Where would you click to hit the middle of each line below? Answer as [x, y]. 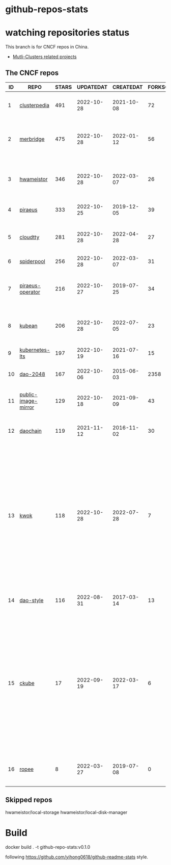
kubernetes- [35, 350]
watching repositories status [67, 33]
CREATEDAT [127, 87]
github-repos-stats [47, 9]
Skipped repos [29, 800]
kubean [28, 326]
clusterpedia [35, 105]
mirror [27, 407]
